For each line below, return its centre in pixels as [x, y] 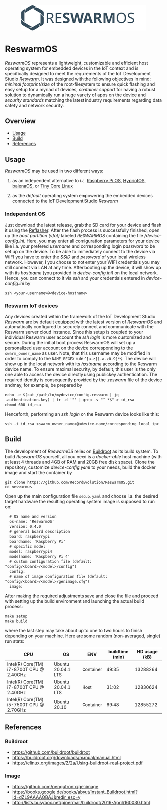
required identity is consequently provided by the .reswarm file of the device [83, 380]
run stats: [15, 641]
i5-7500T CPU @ [26, 705]
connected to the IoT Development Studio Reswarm [65, 201]
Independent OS [25, 214]
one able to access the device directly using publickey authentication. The [81, 374]
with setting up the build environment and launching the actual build [75, 601]
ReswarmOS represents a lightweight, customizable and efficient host [77, 63]
